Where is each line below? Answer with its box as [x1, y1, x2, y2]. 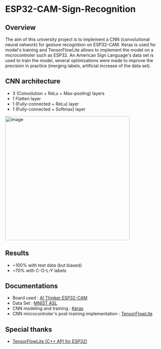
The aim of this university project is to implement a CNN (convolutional [5, 36, 150, 42]
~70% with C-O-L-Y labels [12, 267, 67, 274]
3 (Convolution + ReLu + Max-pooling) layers [12, 90, 105, 96]
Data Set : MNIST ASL [12, 300, 58, 306]
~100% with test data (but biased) [12, 262, 82, 268]
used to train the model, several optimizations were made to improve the [5, 58, 153, 63]
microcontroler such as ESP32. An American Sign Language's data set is [5, 52, 154, 58]
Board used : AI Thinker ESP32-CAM [12, 295, 88, 301]
